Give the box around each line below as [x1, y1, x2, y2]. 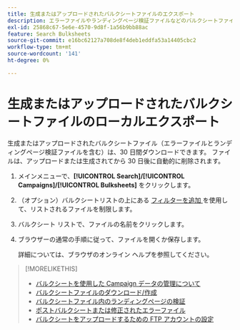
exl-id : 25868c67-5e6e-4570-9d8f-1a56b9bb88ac [7, 24, 149, 31]
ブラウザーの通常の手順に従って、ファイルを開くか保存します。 [17, 234, 205, 243]
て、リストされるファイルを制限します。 [17, 205, 136, 213]
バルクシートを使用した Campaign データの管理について [35, 279, 201, 287]
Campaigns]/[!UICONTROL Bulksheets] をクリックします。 [17, 180, 195, 189]
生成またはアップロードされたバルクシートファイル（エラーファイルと [7, 138, 214, 147]
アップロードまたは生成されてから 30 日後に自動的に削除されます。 [26, 156, 225, 165]
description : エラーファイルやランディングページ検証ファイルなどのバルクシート [7, 17, 219, 24]
